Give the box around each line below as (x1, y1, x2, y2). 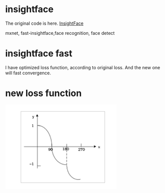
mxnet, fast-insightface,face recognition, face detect (5, 30, 115, 36)
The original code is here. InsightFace (5, 20, 84, 26)
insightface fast (5, 48, 73, 59)
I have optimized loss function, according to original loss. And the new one (5, 64, 160, 70)
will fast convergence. (5, 70, 51, 76)
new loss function (5, 87, 82, 99)
